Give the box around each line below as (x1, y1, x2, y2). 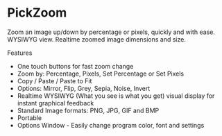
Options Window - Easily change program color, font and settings (17, 121, 205, 129)
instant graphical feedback (17, 99, 94, 107)
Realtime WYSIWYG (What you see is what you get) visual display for (17, 92, 215, 100)
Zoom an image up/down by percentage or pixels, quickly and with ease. (7, 28, 215, 36)
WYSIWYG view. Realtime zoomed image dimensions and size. (7, 35, 186, 43)
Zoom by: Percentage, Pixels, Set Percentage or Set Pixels (17, 69, 185, 78)
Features (7, 49, 33, 57)
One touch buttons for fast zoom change (17, 62, 134, 70)
